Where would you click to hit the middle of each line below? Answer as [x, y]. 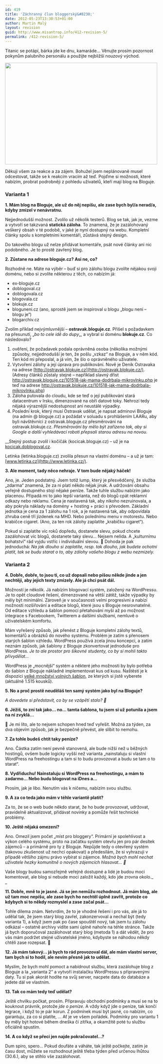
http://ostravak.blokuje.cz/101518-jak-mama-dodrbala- [96, 385]
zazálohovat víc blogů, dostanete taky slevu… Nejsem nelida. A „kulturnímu [81, 536]
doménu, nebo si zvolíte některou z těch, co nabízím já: [60, 274]
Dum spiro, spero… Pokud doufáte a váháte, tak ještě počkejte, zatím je [76, 1046]
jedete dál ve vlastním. [27, 982]
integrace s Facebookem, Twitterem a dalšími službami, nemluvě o [72, 616]
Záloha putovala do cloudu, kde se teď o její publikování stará [73, 396]
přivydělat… [17, 656]
